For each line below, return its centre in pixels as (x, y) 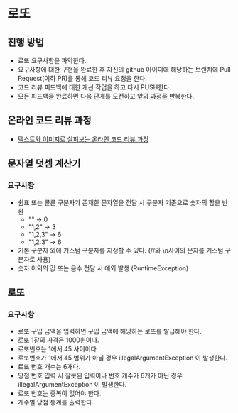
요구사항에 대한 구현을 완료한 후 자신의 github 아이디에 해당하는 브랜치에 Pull (124, 70)
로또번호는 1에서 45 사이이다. (58, 349)
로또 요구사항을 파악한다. (52, 61)
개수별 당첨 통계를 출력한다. (56, 402)
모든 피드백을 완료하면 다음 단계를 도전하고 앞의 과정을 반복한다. (106, 96)
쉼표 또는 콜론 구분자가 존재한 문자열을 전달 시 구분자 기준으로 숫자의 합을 (119, 202)
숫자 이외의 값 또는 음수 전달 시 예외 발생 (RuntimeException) (103, 268)
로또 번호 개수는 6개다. (49, 367)
